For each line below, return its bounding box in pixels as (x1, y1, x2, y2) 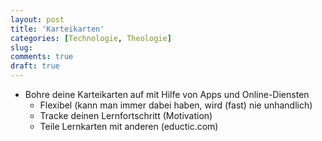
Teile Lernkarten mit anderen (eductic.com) (39, 121, 219, 132)
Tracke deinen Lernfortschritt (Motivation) (39, 110, 213, 121)
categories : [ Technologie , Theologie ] (10, 33, 172, 43)
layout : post (10, 14, 65, 25)
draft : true (10, 61, 60, 71)
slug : (10, 42, 33, 53)
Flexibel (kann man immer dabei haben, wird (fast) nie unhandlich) (39, 99, 313, 111)
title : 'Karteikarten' (10, 24, 105, 34)
